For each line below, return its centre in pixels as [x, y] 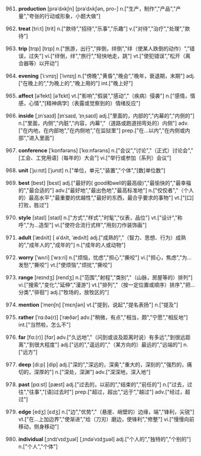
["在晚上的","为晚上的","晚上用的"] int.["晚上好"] [75, 83]
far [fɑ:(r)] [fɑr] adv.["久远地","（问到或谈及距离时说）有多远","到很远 [102, 337]
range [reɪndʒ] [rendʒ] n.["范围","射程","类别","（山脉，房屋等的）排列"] [106, 277]
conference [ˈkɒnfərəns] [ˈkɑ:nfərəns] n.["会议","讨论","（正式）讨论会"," [106, 150]
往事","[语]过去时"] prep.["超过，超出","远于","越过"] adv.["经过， [107, 392]
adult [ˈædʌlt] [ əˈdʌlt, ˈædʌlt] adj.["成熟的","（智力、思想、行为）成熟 [102, 237]
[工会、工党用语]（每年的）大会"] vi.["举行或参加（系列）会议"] [95, 158]
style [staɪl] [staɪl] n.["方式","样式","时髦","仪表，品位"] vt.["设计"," [98, 218]
